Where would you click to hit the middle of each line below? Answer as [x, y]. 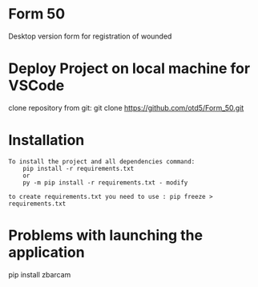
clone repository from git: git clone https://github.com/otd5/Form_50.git [126, 107]
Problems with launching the [105, 235]
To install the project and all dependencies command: [102, 161]
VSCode [36, 86]
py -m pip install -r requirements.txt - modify [105, 182]
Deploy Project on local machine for [129, 69]
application [47, 253]
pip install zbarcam [40, 274]
